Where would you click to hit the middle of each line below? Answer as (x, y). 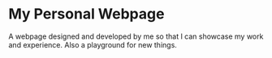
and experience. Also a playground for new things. (93, 44)
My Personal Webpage (86, 14)
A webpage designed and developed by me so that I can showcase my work (136, 36)
